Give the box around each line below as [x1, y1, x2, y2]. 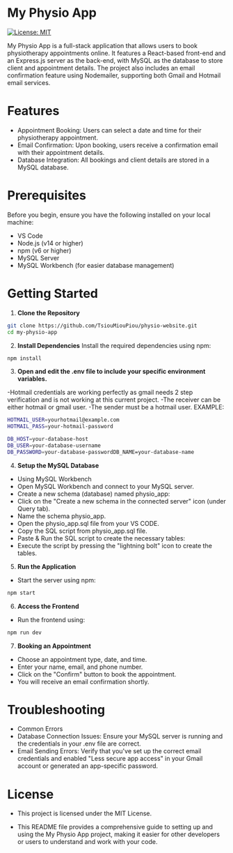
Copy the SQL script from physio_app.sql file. [17, 527, 147, 535]
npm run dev [7, 629, 42, 636]
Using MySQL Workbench [17, 474, 92, 483]
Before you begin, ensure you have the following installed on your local [7, 211, 211, 219]
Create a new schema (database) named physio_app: [17, 490, 170, 498]
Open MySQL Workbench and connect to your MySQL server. [17, 482, 195, 490]
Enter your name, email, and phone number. [17, 663, 143, 671]
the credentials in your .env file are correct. [17, 739, 141, 748]
